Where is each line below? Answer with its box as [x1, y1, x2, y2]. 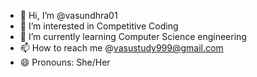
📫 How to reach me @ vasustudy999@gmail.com [19, 42, 224, 54]
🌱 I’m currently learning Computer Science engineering [19, 31, 247, 42]
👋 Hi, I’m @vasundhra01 [19, 10, 118, 21]
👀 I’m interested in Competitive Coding [19, 20, 179, 32]
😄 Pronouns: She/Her [19, 56, 111, 68]
